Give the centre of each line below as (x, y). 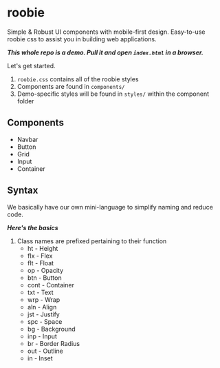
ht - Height (43, 248)
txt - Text (40, 292)
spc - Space (45, 321)
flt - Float (40, 263)
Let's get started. (32, 65)
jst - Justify (43, 314)
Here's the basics (33, 227)
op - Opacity (45, 270)
